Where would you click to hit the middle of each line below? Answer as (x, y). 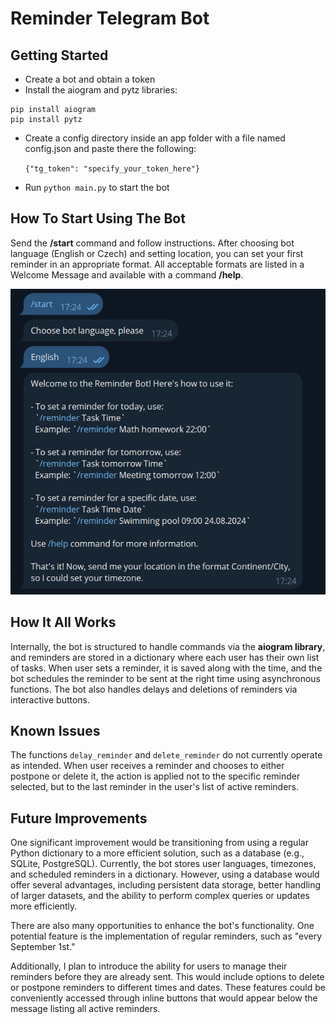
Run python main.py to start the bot (97, 187)
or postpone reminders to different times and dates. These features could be (168, 988)
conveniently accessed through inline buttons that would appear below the (164, 998)
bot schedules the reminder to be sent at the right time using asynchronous (165, 678)
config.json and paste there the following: (110, 148)
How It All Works (63, 622)
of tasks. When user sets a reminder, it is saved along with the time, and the (166, 668)
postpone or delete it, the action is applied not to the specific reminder (155, 776)
